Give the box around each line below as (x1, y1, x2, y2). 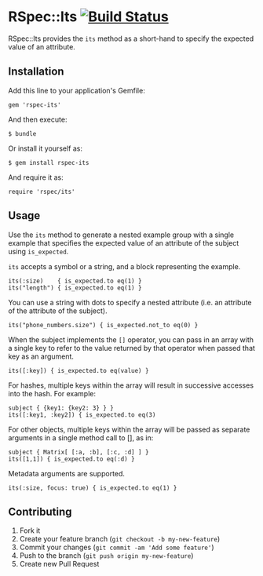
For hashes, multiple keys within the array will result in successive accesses (8, 381, 254, 390)
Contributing (8, 505, 72, 518)
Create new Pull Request (19, 560, 100, 569)
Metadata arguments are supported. (8, 468, 126, 478)
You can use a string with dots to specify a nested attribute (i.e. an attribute (8, 297, 252, 307)
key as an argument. (8, 352, 75, 361)
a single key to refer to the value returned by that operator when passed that (8, 343, 255, 352)
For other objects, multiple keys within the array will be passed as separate (8, 425, 250, 434)
